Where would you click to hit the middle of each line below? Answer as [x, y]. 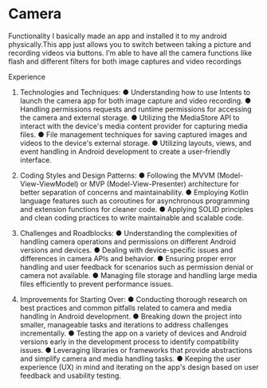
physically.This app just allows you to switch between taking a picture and [130, 44]
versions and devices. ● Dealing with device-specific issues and [126, 250]
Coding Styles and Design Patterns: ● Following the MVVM [117, 175]
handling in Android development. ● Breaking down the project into [131, 316]
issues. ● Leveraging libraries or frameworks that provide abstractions [136, 350]
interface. [35, 159]
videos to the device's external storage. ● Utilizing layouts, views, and [135, 143]
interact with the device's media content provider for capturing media [134, 126]
